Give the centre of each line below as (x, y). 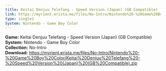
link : (11, 14)
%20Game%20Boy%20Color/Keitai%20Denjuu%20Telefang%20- (73, 58)
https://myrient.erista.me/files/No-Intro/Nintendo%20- (84, 53)
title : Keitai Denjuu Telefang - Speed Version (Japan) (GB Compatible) (82, 10)
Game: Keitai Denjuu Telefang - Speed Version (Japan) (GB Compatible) (79, 37)
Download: (17, 53)
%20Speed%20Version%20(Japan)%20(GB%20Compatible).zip (71, 63)
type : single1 (20, 19)
